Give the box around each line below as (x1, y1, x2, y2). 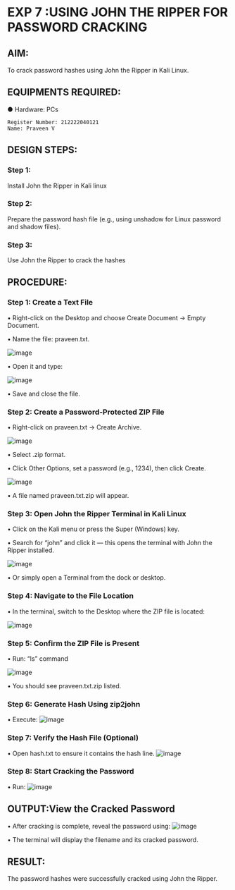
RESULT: (7, 856, 46, 868)
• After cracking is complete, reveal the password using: (7, 822, 171, 830)
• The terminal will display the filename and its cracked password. (7, 835, 198, 843)
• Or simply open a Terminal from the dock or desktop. (7, 573, 166, 582)
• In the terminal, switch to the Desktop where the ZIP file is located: (7, 607, 205, 616)
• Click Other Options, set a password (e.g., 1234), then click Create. (7, 464, 206, 473)
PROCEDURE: (7, 276, 68, 288)
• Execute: (7, 715, 38, 724)
